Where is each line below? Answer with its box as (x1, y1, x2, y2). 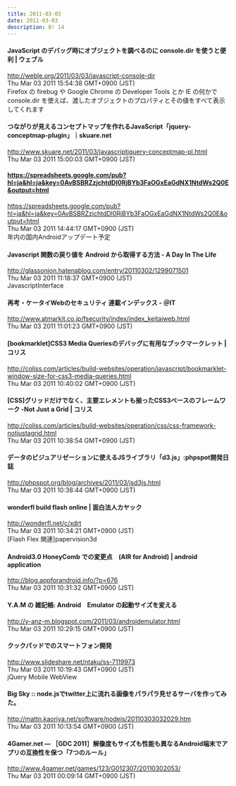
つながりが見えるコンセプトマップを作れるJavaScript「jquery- (7, 122, 192, 131)
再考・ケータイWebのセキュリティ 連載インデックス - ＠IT (7, 298, 176, 307)
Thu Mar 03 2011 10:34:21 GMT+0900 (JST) (7, 527, 135, 535)
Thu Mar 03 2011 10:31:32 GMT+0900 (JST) (7, 584, 135, 592)
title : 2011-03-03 (7, 10, 61, 18)
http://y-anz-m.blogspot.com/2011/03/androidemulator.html (7, 616, 181, 626)
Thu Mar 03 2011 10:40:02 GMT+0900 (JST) (7, 379, 136, 387)
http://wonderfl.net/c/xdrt (7, 519, 82, 527)
